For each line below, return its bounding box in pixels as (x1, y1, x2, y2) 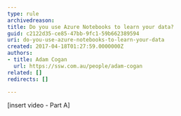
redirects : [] (7, 75, 49, 83)
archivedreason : (7, 17, 55, 24)
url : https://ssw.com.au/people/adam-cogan (13, 63, 142, 70)
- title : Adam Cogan (7, 56, 68, 63)
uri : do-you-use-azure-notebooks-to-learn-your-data (7, 37, 165, 44)
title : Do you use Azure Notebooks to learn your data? (7, 23, 174, 30)
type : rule (7, 10, 39, 18)
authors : (7, 50, 33, 57)
